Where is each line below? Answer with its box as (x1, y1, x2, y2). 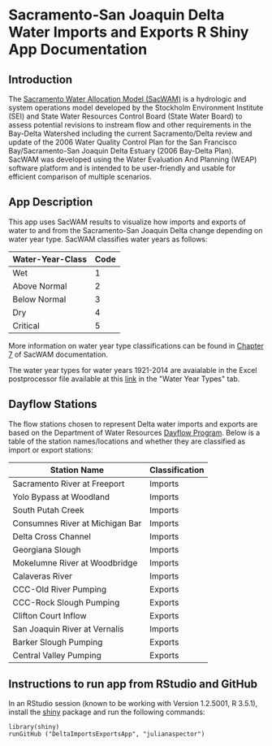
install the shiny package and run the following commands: (8, 707, 205, 717)
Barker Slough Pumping (12, 636, 103, 648)
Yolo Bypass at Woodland (12, 491, 110, 502)
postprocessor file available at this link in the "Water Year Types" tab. (8, 374, 240, 384)
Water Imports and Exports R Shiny (8, 23, 249, 41)
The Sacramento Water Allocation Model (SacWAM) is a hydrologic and (8, 94, 247, 103)
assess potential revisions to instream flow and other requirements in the (8, 120, 252, 129)
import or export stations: (8, 445, 93, 454)
